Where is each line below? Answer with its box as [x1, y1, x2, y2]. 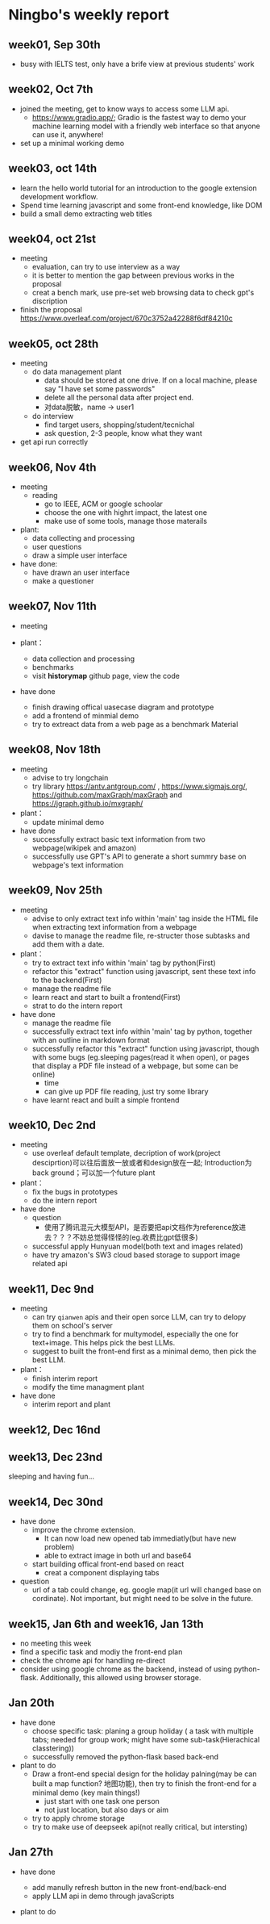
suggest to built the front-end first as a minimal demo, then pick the [31, 1346, 256, 1357]
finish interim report [31, 1374, 98, 1383]
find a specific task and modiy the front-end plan [19, 1646, 183, 1656]
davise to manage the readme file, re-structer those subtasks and [31, 931, 251, 940]
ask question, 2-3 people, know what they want [44, 429, 203, 438]
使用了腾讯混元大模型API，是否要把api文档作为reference [44, 1223, 232, 1232]
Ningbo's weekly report [8, 6, 169, 24]
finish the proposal [19, 305, 83, 315]
